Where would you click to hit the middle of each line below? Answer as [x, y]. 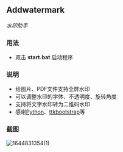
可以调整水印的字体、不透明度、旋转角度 [66, 96]
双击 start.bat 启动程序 [44, 57]
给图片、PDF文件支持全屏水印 [52, 89]
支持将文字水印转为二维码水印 [52, 104]
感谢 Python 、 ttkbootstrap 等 [50, 112]
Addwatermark [36, 10]
